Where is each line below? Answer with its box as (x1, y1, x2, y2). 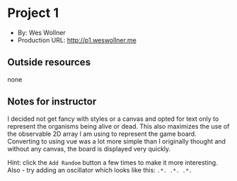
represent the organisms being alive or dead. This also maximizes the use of (7, 122, 230, 130)
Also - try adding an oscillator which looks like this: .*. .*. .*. (7, 165, 192, 174)
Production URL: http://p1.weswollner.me (17, 35, 137, 44)
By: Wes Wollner (17, 28, 66, 37)
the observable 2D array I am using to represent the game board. (7, 129, 197, 138)
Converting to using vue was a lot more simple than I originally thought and (7, 136, 226, 146)
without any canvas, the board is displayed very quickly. (7, 144, 171, 153)
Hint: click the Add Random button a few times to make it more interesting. (7, 158, 218, 167)
